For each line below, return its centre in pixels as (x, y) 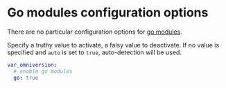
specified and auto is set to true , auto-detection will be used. (95, 52)
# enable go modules (43, 71)
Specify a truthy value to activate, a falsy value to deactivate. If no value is (113, 45)
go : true (26, 78)
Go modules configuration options (108, 13)
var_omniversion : (32, 65)
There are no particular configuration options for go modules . (95, 32)
